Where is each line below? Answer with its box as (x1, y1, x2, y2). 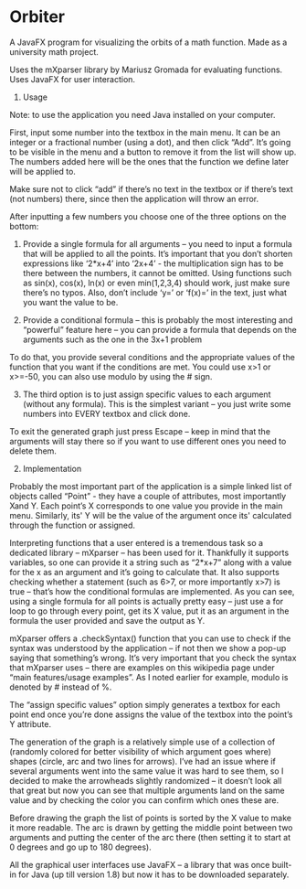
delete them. (9, 445, 58, 456)
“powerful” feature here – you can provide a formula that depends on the (22, 324, 297, 335)
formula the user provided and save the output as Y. (9, 615, 206, 626)
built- (271, 859, 292, 870)
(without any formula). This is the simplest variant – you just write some (22, 398, 291, 409)
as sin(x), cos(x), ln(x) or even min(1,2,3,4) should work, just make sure (22, 277, 290, 288)
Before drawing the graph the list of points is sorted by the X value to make (9, 812, 292, 823)
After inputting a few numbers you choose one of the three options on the (9, 210, 287, 221)
